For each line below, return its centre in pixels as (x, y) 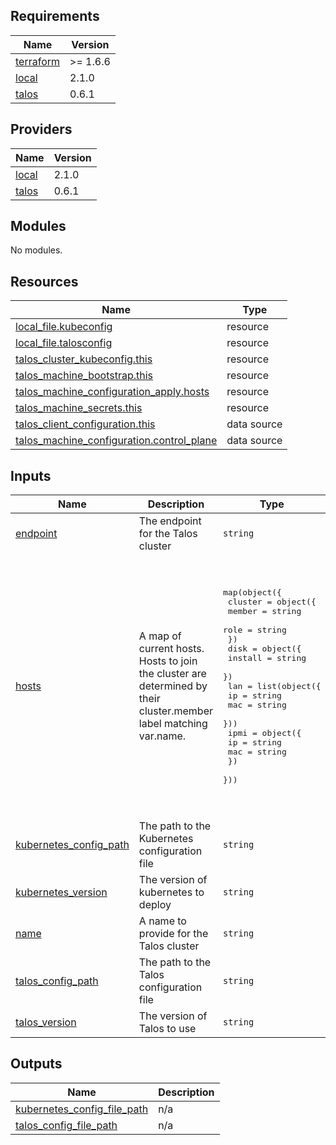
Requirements (55, 16)
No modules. (36, 250)
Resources (44, 281)
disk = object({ (264, 648)
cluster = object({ (272, 601)
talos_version (46, 1022)
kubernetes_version (61, 892)
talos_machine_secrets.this (79, 408)
